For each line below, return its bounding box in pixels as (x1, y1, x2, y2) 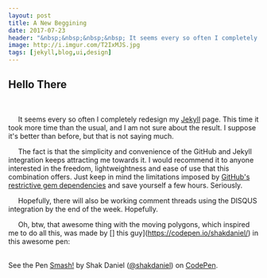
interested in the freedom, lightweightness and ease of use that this (8, 164, 230, 173)
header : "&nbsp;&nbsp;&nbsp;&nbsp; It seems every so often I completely (8, 33, 258, 42)
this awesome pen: (8, 236, 70, 246)
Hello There (8, 78, 68, 91)
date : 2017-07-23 (8, 26, 66, 34)
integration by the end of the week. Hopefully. (8, 204, 159, 214)
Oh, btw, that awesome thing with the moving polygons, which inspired (17, 219, 250, 229)
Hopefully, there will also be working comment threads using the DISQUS (17, 195, 257, 205)
